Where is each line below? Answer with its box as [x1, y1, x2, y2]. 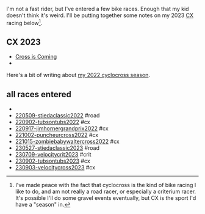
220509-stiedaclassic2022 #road [15, 112, 100, 119]
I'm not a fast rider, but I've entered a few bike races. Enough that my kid [6, 6, 189, 12]
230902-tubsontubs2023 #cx [15, 157, 90, 164]
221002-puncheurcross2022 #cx [15, 131, 99, 139]
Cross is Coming [15, 53, 57, 61]
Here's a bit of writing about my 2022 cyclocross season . [6, 72, 151, 79]
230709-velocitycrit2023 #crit [15, 151, 92, 158]
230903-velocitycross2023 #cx [15, 164, 96, 171]
